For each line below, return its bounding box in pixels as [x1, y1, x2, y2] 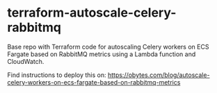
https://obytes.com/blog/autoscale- [107, 71, 210, 79]
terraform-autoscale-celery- [7, 5, 177, 21]
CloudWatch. [7, 57, 45, 65]
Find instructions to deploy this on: [7, 71, 106, 79]
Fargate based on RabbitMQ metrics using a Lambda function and [7, 50, 196, 58]
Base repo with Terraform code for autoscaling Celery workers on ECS [7, 42, 209, 51]
